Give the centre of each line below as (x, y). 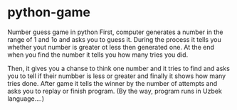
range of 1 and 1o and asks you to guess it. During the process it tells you (115, 39)
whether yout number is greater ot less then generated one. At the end (111, 47)
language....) (26, 98)
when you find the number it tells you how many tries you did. (98, 55)
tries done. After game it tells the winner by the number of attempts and (112, 83)
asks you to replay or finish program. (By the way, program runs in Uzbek (115, 91)
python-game (49, 12)
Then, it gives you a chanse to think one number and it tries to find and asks (118, 68)
